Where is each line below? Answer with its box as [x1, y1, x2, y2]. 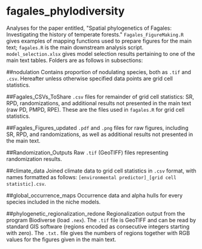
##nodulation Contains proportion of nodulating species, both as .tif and [6, 68, 191, 75]
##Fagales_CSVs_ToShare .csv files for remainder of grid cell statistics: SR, [6, 93, 194, 100]
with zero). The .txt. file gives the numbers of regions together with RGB [6, 229, 190, 236]
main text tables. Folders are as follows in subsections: [6, 56, 143, 64]
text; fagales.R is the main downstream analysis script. [6, 44, 144, 51]
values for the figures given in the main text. [6, 236, 116, 243]
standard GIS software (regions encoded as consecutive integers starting [6, 223, 190, 230]
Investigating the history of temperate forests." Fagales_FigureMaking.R [6, 30, 184, 38]
